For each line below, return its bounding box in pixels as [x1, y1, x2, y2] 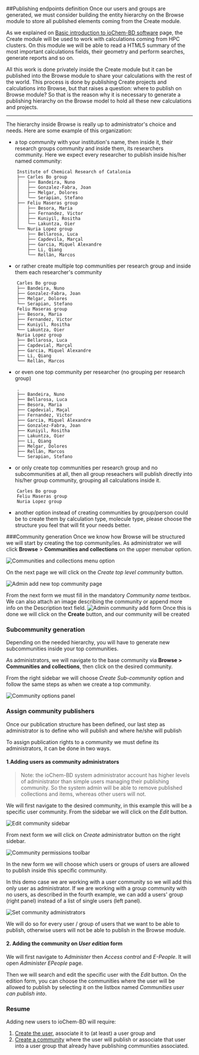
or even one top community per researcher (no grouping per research [14, 368, 185, 376]
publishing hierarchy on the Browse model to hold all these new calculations [6, 97, 192, 104]
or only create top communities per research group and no [14, 464, 158, 471]
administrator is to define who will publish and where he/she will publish [6, 727, 182, 734]
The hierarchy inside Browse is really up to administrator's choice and [6, 121, 176, 128]
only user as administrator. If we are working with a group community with [6, 884, 187, 892]
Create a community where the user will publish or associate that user [14, 1036, 186, 1043]
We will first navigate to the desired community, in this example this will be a [6, 802, 192, 809]
